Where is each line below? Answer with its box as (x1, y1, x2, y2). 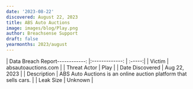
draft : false (6, 36, 38, 42)
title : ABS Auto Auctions (6, 19, 70, 25)
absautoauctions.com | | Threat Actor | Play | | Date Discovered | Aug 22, (6, 64, 185, 71)
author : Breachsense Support (6, 31, 78, 37)
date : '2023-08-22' (6, 8, 54, 15)
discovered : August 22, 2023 (6, 14, 78, 20)
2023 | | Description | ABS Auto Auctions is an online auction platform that (6, 70, 187, 77)
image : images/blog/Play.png (6, 25, 78, 31)
